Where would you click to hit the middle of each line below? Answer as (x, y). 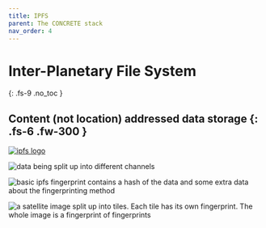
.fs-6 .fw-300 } (48, 131)
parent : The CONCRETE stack (56, 23)
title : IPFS (28, 16)
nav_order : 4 (30, 31)
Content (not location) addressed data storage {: (133, 118)
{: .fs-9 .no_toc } (36, 93)
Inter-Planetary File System (102, 71)
